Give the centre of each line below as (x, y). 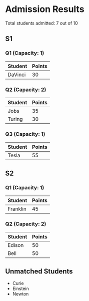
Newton (20, 294)
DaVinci (17, 75)
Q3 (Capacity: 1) (25, 134)
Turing (15, 119)
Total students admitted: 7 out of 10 (42, 23)
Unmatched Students (39, 271)
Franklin (17, 209)
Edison (16, 245)
